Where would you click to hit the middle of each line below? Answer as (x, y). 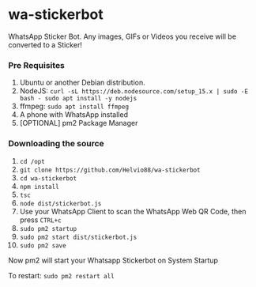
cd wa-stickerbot (48, 178)
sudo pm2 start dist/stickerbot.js (78, 237)
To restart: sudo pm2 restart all (61, 275)
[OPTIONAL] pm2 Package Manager (79, 123)
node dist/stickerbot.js (60, 203)
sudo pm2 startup (48, 228)
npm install (39, 187)
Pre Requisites (37, 65)
